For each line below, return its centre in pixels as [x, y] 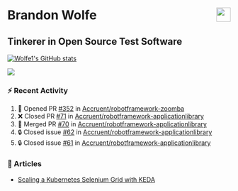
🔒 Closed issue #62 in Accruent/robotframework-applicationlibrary [115, 132]
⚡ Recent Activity [38, 90]
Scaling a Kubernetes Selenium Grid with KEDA [86, 179]
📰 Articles [25, 164]
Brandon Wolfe [52, 15]
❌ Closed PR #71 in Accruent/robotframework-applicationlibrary [110, 116]
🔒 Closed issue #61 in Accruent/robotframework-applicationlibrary [114, 143]
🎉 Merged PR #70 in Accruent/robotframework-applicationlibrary [112, 124]
